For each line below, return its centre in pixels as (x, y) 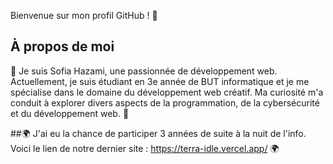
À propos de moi (62, 46)
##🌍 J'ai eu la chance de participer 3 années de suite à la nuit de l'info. (158, 133)
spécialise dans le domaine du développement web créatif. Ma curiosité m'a (167, 92)
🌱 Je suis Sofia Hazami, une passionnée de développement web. (144, 71)
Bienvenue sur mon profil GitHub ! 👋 (84, 15)
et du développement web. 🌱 (70, 113)
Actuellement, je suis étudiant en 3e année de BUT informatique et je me (160, 81)
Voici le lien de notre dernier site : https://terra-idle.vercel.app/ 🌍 (145, 148)
